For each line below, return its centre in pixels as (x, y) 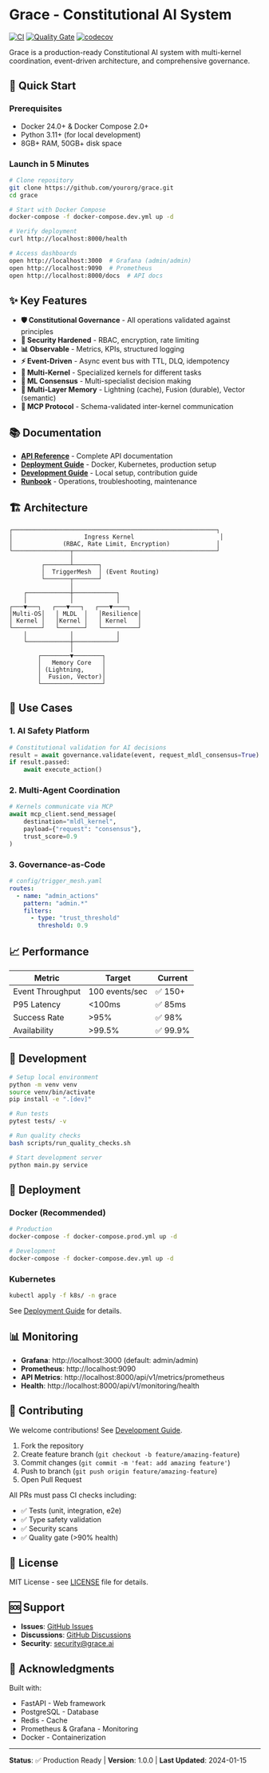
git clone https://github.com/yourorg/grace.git (91, 188)
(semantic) (38, 398)
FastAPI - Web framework (63, 1703)
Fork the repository (52, 1445)
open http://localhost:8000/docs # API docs (86, 276)
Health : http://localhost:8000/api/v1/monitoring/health (110, 1385)
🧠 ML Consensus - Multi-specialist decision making (106, 381)
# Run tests (29, 1114)
